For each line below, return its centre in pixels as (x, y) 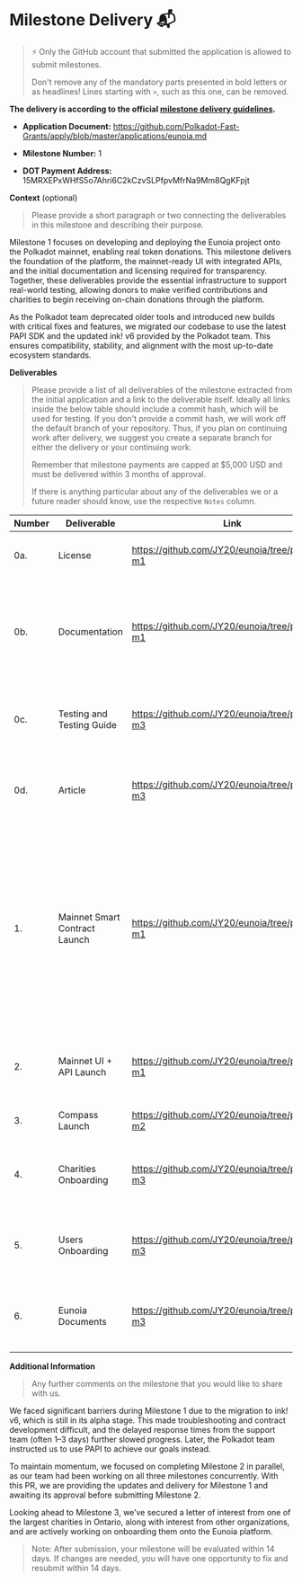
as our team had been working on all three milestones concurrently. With (144, 1475)
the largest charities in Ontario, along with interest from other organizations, (150, 1522)
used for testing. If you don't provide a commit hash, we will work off (159, 418)
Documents (82, 1321)
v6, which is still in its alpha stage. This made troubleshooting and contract (147, 1420)
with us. (46, 1393)
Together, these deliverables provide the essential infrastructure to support (148, 280)
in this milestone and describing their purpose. (117, 225)
